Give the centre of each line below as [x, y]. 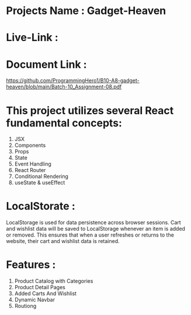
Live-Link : [32, 38]
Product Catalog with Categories [54, 281]
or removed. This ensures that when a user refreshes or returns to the [90, 235]
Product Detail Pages [40, 287]
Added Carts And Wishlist [46, 293]
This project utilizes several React [90, 110]
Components [30, 145]
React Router [30, 170]
